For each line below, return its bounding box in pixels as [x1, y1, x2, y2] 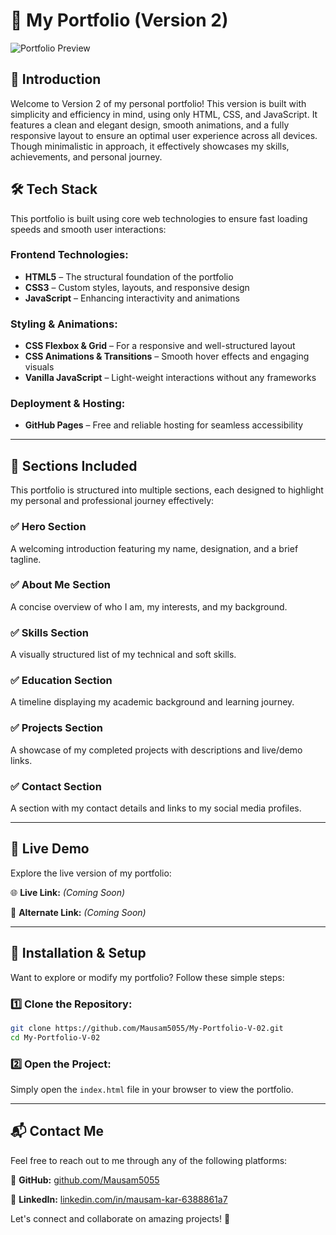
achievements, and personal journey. [10, 150, 163, 163]
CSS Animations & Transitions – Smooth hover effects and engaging [24, 350, 310, 363]
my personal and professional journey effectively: [10, 495, 215, 507]
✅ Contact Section [10, 779, 102, 793]
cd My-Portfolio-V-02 [10, 1032, 101, 1043]
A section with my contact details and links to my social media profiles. [10, 802, 302, 814]
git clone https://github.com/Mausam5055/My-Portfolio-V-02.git [10, 1023, 284, 1033]
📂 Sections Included [10, 457, 138, 474]
